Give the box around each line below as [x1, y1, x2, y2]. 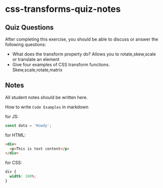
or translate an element [12, 56, 60, 62]
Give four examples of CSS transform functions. [12, 62, 110, 67]
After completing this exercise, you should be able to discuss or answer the [5, 36, 159, 42]
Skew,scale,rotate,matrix [12, 67, 63, 73]
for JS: [5, 113, 19, 119]
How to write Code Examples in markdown [5, 104, 89, 110]
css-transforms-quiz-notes [5, 3, 121, 15]
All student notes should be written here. [5, 94, 88, 100]
